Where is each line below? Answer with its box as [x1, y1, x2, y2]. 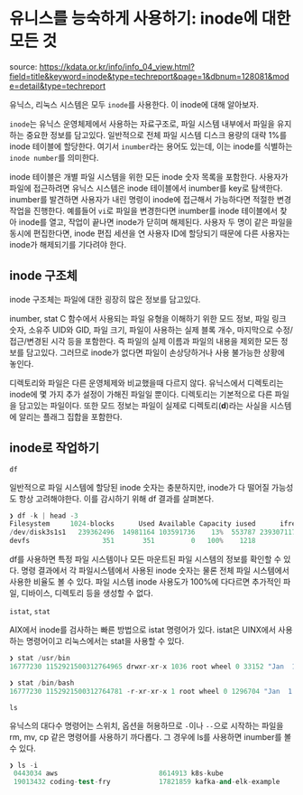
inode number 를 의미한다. [9, 152, 99, 163]
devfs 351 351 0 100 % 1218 [9, 537, 256, 546]
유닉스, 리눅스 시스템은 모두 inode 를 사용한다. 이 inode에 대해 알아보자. [9, 98, 260, 109]
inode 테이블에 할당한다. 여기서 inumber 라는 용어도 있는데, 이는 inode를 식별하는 [9, 141, 293, 152]
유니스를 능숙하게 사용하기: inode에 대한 [9, 8, 291, 29]
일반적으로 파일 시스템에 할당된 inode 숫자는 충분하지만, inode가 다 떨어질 [9, 482, 270, 492]
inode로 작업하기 [9, 440, 99, 456]
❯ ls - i [9, 761, 39, 770]
